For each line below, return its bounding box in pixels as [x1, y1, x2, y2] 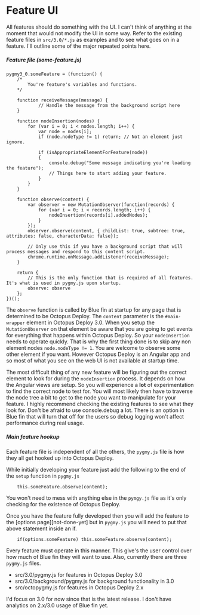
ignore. [6, 139, 26, 145]
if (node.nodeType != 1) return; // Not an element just [38, 134, 183, 140]
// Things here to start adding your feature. [48, 170, 167, 176]
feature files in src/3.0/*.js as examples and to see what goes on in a [6, 36, 180, 43]
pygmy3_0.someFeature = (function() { [6, 71, 103, 77]
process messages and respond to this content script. [6, 248, 146, 254]
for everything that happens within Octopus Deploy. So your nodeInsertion [6, 331, 190, 339]
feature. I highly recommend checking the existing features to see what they [6, 400, 194, 407]
